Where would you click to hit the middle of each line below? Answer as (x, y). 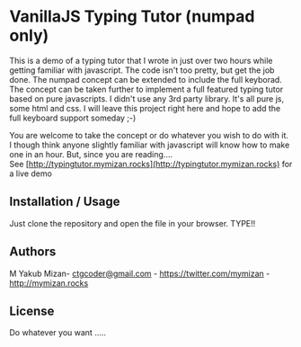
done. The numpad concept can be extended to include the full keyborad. (146, 79)
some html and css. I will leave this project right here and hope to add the (145, 108)
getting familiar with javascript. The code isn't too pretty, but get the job (142, 70)
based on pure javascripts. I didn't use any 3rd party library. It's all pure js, (147, 98)
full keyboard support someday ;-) (73, 118)
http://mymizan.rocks (49, 283)
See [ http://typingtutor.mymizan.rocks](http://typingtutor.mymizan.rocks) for (151, 164)
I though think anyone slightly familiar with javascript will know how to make (150, 145)
